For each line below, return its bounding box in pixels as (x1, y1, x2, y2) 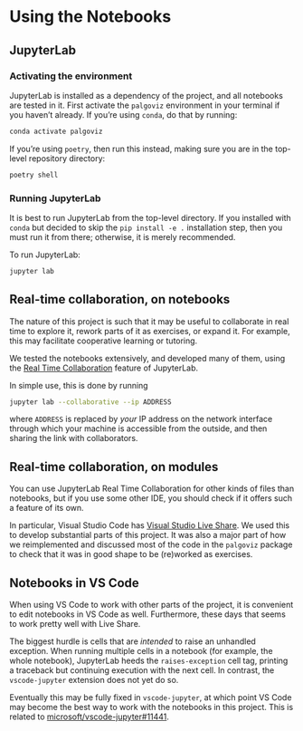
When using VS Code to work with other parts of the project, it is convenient (9, 600, 294, 611)
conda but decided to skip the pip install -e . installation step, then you (9, 222, 283, 233)
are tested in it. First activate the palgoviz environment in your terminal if (9, 100, 280, 111)
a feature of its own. (9, 503, 84, 514)
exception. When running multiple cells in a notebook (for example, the (9, 646, 273, 657)
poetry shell (9, 170, 59, 179)
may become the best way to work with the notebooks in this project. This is (9, 702, 294, 713)
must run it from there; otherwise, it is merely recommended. (9, 231, 236, 242)
